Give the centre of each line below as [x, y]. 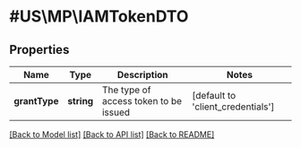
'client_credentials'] [233, 107]
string [80, 101]
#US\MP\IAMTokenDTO [99, 17]
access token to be [142, 101]
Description [142, 75]
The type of [126, 90]
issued [116, 112]
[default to [214, 96]
